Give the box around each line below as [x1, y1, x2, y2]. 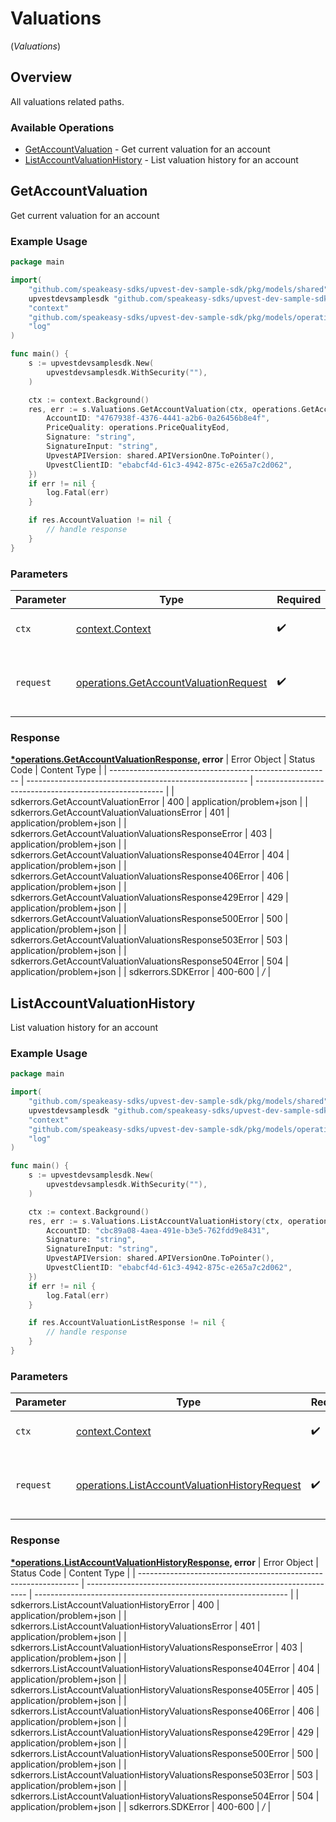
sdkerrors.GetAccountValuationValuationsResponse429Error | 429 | [10, 892, 289, 904]
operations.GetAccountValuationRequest [75, 675, 268, 689]
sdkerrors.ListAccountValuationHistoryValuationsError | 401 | [10, 1620, 261, 1632]
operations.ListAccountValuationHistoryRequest [75, 1478, 302, 1492]
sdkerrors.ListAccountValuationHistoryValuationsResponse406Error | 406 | [10, 1705, 320, 1717]
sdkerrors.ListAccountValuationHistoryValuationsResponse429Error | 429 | [10, 1726, 320, 1738]
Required [276, 592, 322, 606]
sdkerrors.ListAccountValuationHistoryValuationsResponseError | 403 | [10, 1641, 303, 1653]
